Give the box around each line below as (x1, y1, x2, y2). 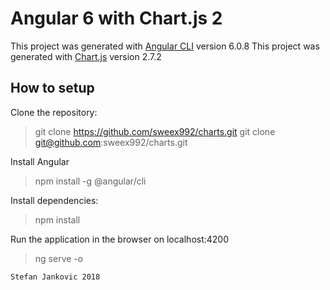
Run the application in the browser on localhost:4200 (10, 233, 230, 245)
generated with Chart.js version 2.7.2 (10, 50, 162, 62)
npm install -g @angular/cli (34, 175, 147, 187)
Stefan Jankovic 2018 (10, 272, 101, 282)
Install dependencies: (10, 194, 99, 206)
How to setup (10, 80, 95, 97)
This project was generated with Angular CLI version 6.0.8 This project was (10, 40, 320, 52)
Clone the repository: (10, 106, 98, 118)
